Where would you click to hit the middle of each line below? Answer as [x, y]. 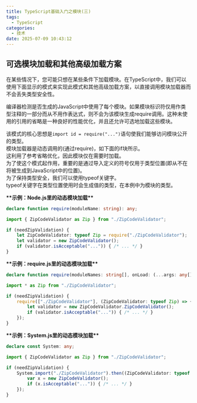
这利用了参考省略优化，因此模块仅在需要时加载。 [65, 156]
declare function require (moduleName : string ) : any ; [72, 209]
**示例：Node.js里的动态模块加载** [50, 197]
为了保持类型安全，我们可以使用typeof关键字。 [63, 177]
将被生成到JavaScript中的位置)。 [46, 170]
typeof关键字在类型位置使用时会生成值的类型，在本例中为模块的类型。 [91, 185]
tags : [13, 17]
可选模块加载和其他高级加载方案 [64, 64]
